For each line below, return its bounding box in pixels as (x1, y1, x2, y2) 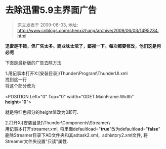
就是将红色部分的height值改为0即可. (5, 109, 79, 115)
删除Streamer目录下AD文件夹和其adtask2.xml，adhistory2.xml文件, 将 (5, 132, 148, 138)
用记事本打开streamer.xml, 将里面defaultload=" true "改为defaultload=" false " (5, 126, 161, 132)
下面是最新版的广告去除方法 (5, 60, 62, 66)
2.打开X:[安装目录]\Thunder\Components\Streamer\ (5, 120, 110, 126)
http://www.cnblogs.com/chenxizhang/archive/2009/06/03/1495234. (17, 27, 159, 33)
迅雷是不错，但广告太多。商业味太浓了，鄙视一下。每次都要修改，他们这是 (5, 43, 157, 49)
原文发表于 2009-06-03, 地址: (17, 22, 79, 28)
